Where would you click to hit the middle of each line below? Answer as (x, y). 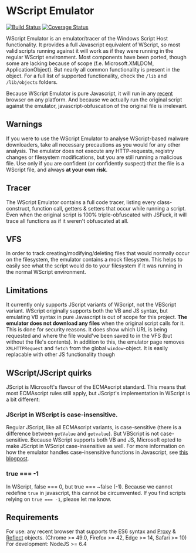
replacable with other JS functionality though (61, 354)
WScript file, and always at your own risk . (57, 169)
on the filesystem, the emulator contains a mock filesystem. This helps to (94, 260)
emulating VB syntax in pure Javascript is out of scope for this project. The (97, 317)
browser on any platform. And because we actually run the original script (94, 99)
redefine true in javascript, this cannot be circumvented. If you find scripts (96, 493)
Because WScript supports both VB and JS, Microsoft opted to (106, 440)
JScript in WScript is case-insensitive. (62, 415)
